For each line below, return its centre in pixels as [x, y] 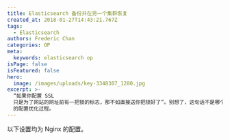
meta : [15, 52]
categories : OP [29, 45]
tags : [15, 26]
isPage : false [27, 64]
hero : [15, 77]
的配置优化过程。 [34, 109]
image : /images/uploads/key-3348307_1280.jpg [79, 83]
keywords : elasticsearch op [53, 58]
